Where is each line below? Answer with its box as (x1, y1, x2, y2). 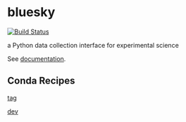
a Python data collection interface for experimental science (7, 41, 180, 49)
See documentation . (7, 54, 66, 63)
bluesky (7, 4, 56, 20)
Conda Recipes (7, 75, 75, 87)
